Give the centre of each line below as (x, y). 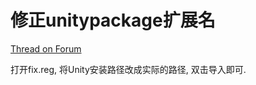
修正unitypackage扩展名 (113, 20)
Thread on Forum (46, 48)
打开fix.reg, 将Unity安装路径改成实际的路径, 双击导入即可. (128, 69)
